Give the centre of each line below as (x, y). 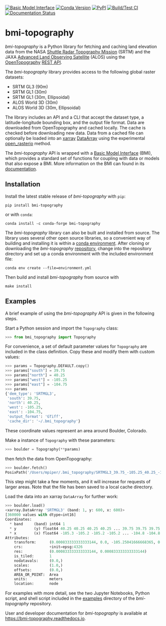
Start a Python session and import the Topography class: (62, 328)
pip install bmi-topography (34, 205)
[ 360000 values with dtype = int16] (41, 515)
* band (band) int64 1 (37, 524)
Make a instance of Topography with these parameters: (60, 440)
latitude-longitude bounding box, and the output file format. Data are (75, 122)
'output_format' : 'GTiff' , (35, 417)
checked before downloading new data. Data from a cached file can (74, 133)
